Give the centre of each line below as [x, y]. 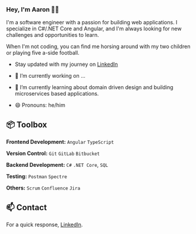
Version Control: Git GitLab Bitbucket [53, 153]
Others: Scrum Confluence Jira [43, 188]
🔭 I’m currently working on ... [50, 76]
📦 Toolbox [27, 124]
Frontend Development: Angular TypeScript [60, 142]
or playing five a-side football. [43, 53]
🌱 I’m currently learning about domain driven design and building [94, 87]
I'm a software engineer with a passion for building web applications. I [92, 23]
